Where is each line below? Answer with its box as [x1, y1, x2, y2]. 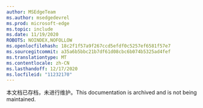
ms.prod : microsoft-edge [6, 20, 70, 26]
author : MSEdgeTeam [6, 9, 56, 15]
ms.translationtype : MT [6, 54, 67, 60]
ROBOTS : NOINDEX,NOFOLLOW [6, 37, 72, 43]
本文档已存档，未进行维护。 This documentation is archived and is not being [6, 89, 197, 96]
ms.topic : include [6, 26, 53, 32]
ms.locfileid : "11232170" [6, 71, 72, 77]
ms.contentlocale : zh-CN [6, 60, 70, 66]
